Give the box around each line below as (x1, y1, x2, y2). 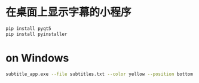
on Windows (5, 51, 69, 64)
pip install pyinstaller (5, 31, 68, 37)
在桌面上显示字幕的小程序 (5, 5, 132, 19)
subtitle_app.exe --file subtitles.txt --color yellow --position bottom (5, 71, 194, 77)
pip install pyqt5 (5, 25, 51, 32)
